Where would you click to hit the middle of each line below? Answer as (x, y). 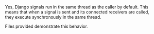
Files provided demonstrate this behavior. (47, 26)
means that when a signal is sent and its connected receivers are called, (77, 12)
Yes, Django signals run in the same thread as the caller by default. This (77, 7)
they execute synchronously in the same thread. (53, 17)
